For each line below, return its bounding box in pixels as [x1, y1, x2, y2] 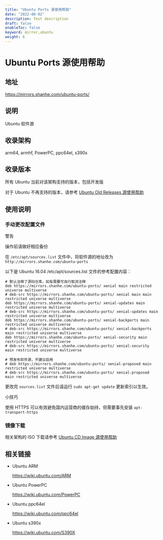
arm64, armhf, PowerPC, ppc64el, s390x [5, 150, 88, 156]
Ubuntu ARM [12, 463, 38, 469]
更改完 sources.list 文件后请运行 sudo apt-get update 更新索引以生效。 [5, 384, 150, 389]
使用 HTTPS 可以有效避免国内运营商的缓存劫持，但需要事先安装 [5, 404, 133, 410]
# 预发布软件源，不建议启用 [5, 357, 54, 362]
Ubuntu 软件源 [5, 120, 34, 126]
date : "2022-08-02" [5, 12, 45, 17]
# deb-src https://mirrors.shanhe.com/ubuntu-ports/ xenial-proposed [5, 370, 150, 375]
